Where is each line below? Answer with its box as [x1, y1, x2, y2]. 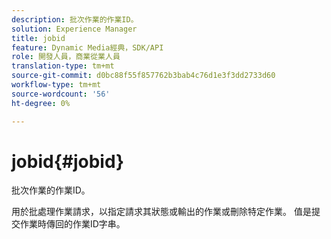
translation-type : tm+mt [11, 61, 115, 71]
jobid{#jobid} [11, 150, 125, 173]
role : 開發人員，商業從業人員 [11, 52, 121, 62]
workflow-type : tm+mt [11, 80, 102, 90]
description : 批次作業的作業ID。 [11, 14, 139, 25]
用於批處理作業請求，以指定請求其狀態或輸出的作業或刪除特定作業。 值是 [11, 206, 312, 218]
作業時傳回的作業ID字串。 [19, 218, 126, 230]
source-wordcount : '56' [11, 89, 111, 99]
